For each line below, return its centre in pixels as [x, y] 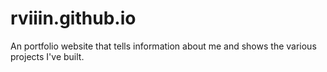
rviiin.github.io [73, 18]
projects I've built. [47, 56]
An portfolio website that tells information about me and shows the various [163, 46]
